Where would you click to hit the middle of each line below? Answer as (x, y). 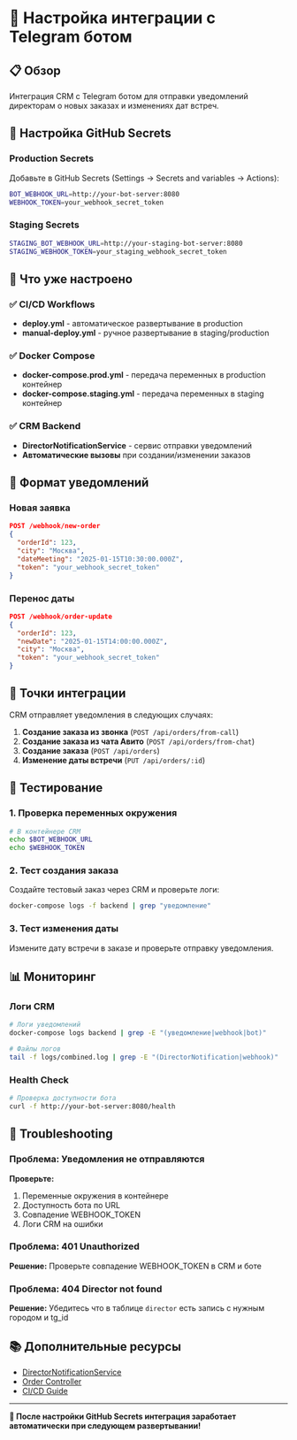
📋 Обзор (35, 70)
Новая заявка (40, 508)
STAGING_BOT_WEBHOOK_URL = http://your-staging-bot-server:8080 (126, 243)
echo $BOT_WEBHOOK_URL (51, 839)
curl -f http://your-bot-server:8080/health (92, 1106)
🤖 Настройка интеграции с (113, 18)
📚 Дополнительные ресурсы (95, 1347)
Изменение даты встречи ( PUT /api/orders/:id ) (114, 760)
